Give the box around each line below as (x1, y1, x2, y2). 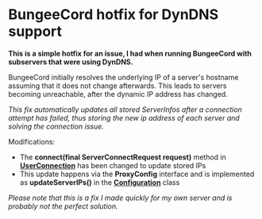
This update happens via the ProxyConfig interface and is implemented (19, 169, 255, 179)
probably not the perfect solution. (8, 201, 118, 211)
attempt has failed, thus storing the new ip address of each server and (8, 113, 240, 122)
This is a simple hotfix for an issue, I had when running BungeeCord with (8, 48, 252, 58)
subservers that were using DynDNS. (8, 57, 133, 67)
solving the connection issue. (8, 121, 105, 131)
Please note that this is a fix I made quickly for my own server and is (8, 193, 233, 202)
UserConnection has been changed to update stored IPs (19, 160, 206, 170)
